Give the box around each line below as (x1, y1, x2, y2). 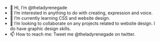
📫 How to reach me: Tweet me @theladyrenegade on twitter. (9, 31, 136, 37)
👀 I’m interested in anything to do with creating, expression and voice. (9, 10, 153, 16)
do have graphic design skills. (9, 26, 71, 32)
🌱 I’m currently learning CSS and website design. (9, 15, 110, 21)
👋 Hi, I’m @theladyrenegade (9, 5, 68, 10)
